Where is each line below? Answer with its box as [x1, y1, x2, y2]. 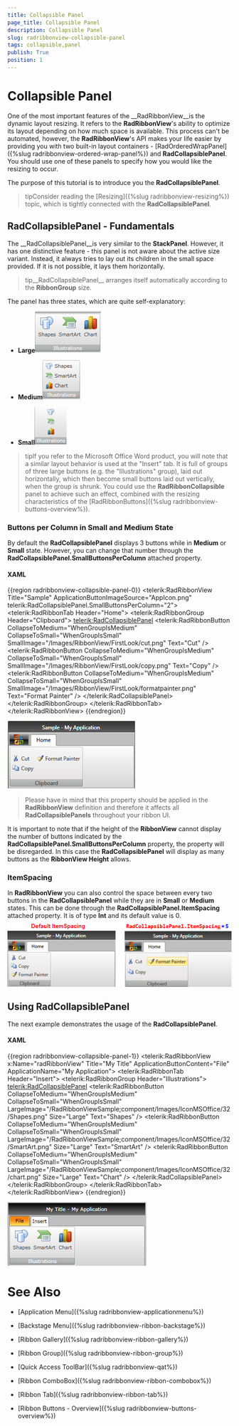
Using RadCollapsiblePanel [7, 1000, 130, 1013]
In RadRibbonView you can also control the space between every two [7, 889, 213, 897]
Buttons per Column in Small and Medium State [7, 522, 174, 532]
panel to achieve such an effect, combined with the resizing [24, 490, 201, 498]
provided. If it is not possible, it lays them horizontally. [7, 262, 165, 270]
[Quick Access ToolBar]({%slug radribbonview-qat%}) [17, 1363, 178, 1371]
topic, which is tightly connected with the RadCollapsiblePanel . [24, 199, 212, 208]
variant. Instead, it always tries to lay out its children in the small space [7, 254, 214, 263]
